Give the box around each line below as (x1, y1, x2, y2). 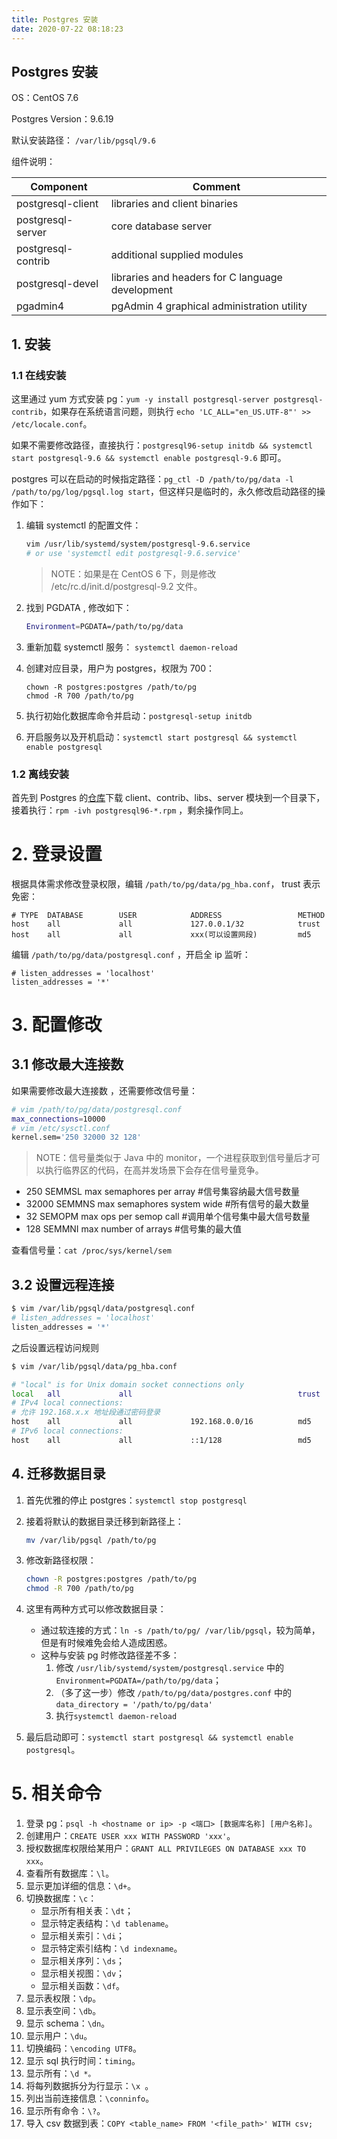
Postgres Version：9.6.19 (11, 113, 114, 125)
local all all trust (11, 1389, 321, 1399)
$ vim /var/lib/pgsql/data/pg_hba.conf (11, 1361, 178, 1371)
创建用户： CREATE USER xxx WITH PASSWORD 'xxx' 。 (25, 1830, 236, 1842)
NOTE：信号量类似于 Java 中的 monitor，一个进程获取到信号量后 (35, 1152, 303, 1164)
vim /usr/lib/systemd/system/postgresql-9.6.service (25, 539, 251, 549)
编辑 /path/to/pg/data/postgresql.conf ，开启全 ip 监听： (11, 948, 251, 960)
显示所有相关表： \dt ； (40, 1905, 134, 1917)
